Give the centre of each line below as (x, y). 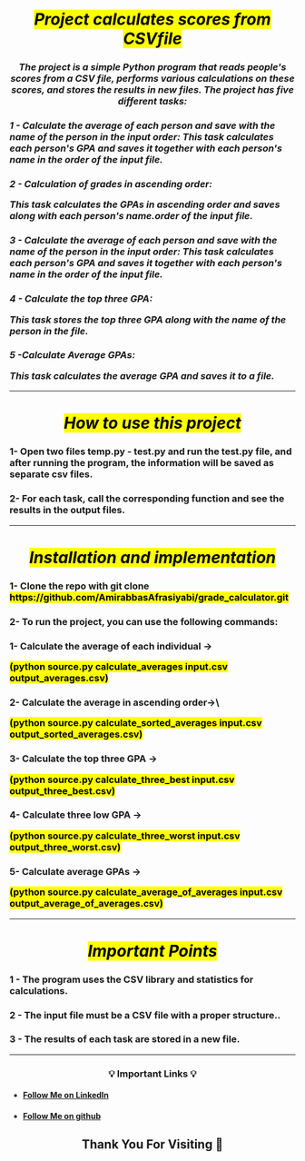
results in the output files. (67, 511)
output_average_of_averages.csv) (86, 904)
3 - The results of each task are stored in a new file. (125, 1039)
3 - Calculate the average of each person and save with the (143, 241)
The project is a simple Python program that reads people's (152, 67)
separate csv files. (51, 474)
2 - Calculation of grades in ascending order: (111, 184)
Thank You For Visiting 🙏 (152, 1145)
